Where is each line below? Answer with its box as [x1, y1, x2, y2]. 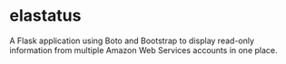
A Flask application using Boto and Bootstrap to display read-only [9, 35, 255, 46]
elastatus [9, 5, 82, 26]
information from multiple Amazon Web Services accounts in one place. [9, 44, 279, 55]
